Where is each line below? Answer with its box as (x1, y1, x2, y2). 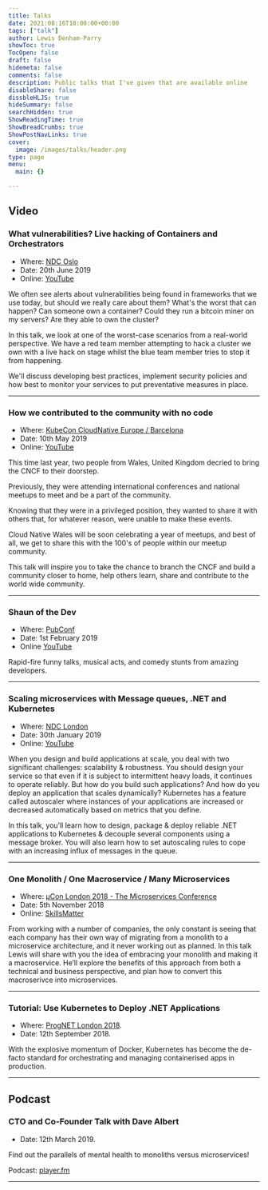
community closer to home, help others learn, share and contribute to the (8, 570, 250, 580)
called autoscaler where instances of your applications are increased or (8, 797, 244, 806)
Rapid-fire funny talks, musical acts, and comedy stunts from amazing (8, 657, 239, 667)
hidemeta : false (8, 64, 62, 72)
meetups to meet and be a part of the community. (8, 489, 171, 500)
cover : (8, 138, 30, 146)
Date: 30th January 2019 (19, 729, 102, 740)
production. (8, 1061, 46, 1072)
